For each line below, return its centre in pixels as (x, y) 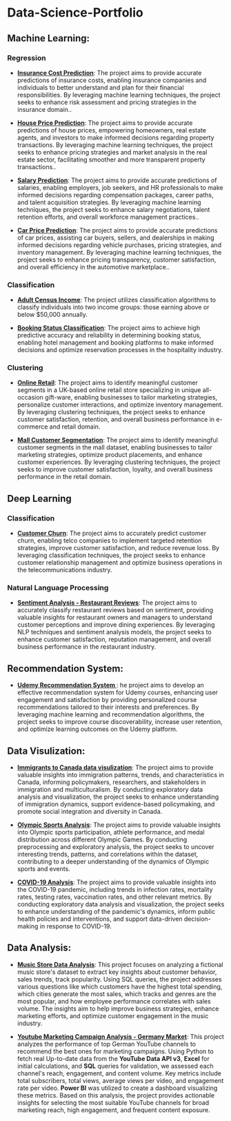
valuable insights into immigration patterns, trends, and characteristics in (120, 775)
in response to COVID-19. (76, 926)
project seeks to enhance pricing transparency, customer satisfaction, (117, 260)
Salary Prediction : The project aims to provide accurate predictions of (117, 180)
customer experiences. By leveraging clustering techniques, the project (119, 462)
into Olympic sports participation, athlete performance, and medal (111, 832)
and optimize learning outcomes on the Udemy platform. (97, 729)
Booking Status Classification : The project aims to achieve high (109, 328)
